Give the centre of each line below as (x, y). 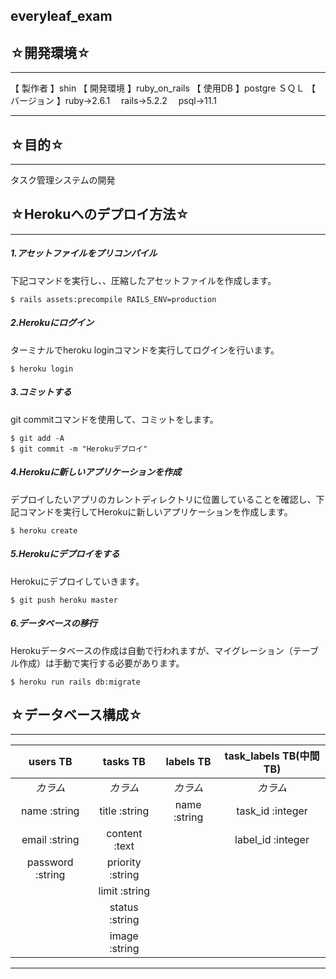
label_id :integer (272, 840)
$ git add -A (37, 438)
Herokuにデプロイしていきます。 (77, 581)
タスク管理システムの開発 (63, 180)
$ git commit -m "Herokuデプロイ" (79, 449)
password (50, 862)
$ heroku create (44, 530)
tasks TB (124, 762)
